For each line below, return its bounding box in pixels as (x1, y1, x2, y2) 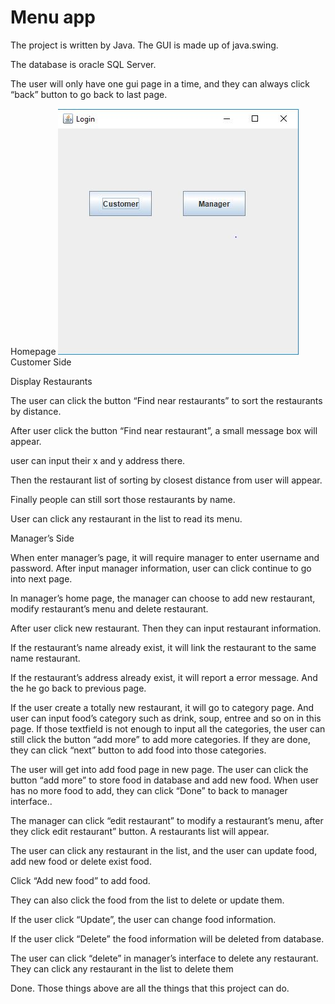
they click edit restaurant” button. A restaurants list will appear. (10, 825, 270, 837)
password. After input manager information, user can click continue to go (10, 562, 312, 574)
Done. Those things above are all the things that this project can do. (10, 982, 290, 994)
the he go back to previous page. (10, 682, 147, 694)
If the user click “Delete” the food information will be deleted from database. (10, 932, 325, 945)
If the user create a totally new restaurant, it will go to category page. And (10, 701, 315, 713)
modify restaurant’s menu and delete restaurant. (10, 602, 209, 615)
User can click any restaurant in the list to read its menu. (10, 512, 243, 525)
